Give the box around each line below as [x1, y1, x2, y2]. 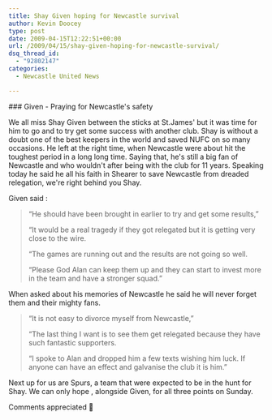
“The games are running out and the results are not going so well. [28, 249, 248, 259]
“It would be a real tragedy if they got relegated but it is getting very [28, 225, 256, 234]
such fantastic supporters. [28, 337, 117, 347]
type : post [8, 27, 45, 35]
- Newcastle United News [15, 72, 100, 80]
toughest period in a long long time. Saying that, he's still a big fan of [8, 152, 239, 161]
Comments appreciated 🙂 [8, 402, 94, 412]
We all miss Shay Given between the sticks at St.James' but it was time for [8, 117, 257, 126]
